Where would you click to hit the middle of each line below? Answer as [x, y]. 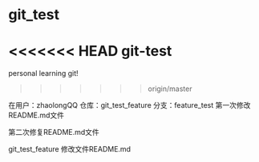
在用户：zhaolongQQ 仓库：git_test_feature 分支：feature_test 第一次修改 [129, 105]
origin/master [170, 89]
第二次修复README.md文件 [54, 132]
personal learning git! [43, 73]
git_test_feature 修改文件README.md [69, 149]
